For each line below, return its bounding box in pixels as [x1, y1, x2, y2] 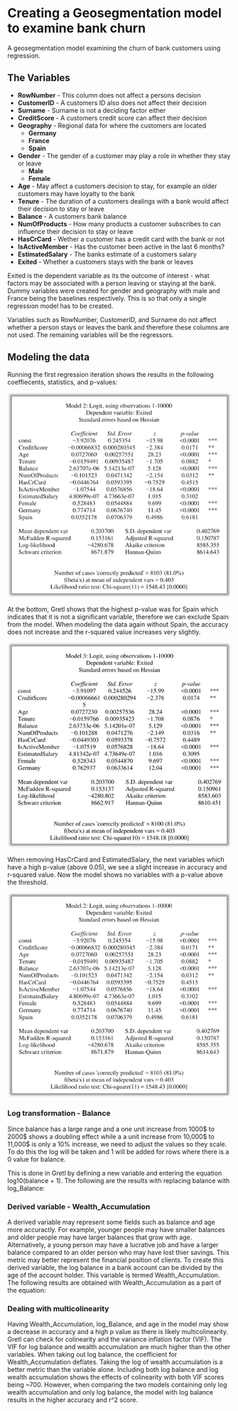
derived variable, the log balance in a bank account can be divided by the [7, 1263, 222, 1272]
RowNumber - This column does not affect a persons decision [17, 91, 201, 99]
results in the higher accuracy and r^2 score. [7, 1395, 139, 1405]
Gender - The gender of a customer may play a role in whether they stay [17, 151, 231, 160]
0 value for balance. [7, 1154, 66, 1163]
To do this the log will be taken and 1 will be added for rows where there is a [7, 1147, 229, 1156]
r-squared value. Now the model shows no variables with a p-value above [7, 870, 224, 879]
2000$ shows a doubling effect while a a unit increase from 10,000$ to [7, 1132, 215, 1141]
